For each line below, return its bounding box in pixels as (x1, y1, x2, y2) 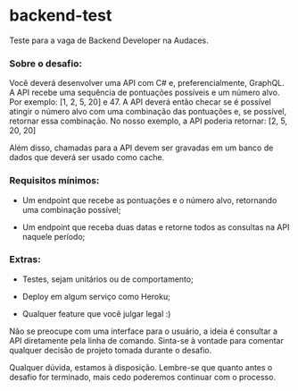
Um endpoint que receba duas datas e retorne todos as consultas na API (21, 221, 290, 233)
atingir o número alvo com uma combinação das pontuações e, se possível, (9, 106, 287, 117)
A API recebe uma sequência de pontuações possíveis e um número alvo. (9, 87, 280, 98)
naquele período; (21, 231, 86, 242)
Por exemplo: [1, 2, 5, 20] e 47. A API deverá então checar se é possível (9, 97, 272, 107)
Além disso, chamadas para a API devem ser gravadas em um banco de (9, 142, 274, 153)
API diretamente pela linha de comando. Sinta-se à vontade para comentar (9, 335, 284, 345)
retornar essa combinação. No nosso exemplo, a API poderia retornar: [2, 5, (9, 115, 288, 126)
